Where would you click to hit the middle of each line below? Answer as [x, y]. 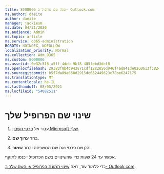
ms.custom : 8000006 [25, 59]
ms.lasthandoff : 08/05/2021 [34, 87]
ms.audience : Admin [25, 32]
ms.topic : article [24, 37]
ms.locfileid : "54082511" [31, 91]
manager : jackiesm [24, 23]
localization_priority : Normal [37, 50]
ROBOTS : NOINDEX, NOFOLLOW [32, 46]
